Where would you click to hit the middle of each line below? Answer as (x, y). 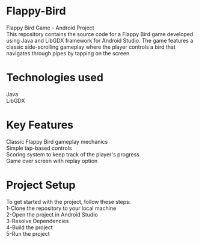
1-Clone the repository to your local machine (61, 208)
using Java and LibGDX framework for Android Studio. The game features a (100, 40)
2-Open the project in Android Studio (52, 214)
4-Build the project (29, 227)
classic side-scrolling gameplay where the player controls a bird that (91, 47)
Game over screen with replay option (52, 161)
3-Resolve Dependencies (38, 221)
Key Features (40, 125)
